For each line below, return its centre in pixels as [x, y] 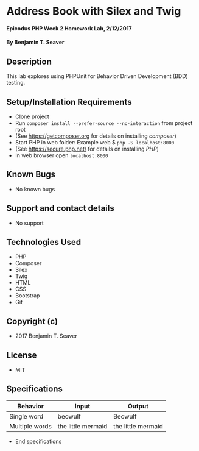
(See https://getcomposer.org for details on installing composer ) [96, 136]
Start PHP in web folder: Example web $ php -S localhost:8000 [95, 142]
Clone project [32, 116]
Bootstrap [27, 296]
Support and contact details [60, 208]
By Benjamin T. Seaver [35, 42]
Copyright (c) [32, 321]
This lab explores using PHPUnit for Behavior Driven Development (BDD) [97, 76]
